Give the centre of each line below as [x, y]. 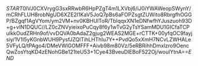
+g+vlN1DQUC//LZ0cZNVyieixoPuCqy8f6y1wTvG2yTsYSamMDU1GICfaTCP [98, 27]
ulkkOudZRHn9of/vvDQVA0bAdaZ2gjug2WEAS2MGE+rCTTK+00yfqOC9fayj [99, 33]
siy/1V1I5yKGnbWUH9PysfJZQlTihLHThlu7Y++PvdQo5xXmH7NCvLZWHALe [99, 39]
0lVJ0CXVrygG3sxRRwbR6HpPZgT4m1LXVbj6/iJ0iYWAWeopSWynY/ [107, 8]
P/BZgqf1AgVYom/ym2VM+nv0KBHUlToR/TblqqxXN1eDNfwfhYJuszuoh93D [99, 21]
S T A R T [14, 8]
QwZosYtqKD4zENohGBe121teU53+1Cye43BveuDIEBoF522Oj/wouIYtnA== [98, 52]
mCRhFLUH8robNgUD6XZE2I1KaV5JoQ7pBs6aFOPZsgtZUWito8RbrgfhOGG [99, 15]
